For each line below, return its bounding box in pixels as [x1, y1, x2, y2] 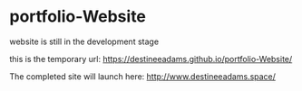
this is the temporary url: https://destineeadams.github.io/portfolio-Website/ [9, 53, 293, 64]
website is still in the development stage [9, 36, 160, 47]
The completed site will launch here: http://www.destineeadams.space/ [9, 70, 277, 82]
